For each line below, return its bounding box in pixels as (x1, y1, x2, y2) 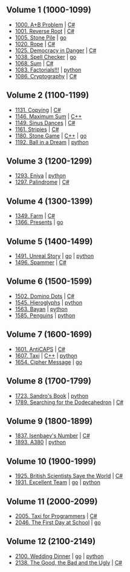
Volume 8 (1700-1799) (6, 376, 92, 386)
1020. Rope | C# (15, 40, 56, 47)
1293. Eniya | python (15, 172, 67, 180)
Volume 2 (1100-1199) (6, 90, 89, 101)
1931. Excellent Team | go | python (15, 479, 101, 486)
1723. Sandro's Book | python (15, 392, 89, 399)
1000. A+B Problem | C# (15, 21, 76, 28)
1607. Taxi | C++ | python (15, 352, 77, 359)
